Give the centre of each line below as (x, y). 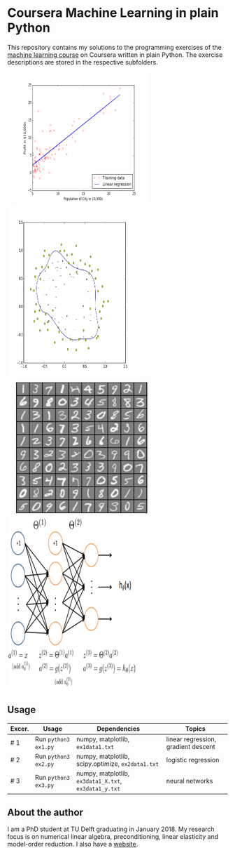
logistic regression (193, 760)
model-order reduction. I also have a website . (73, 844)
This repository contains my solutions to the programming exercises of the (114, 47)
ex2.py (44, 764)
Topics (195, 729)
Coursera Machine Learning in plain (113, 13)
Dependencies (119, 729)
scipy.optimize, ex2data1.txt (117, 764)
